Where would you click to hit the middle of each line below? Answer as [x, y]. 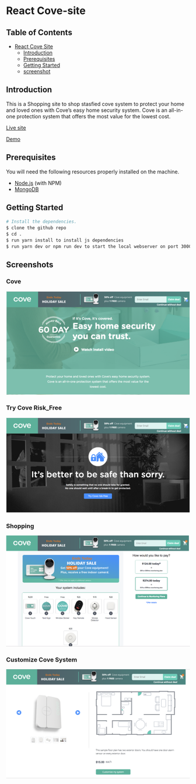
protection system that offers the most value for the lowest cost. [94, 116]
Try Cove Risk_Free [34, 408]
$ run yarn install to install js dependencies [65, 241]
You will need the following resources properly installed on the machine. [93, 172]
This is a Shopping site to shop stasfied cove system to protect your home [95, 104]
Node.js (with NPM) [38, 183]
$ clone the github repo [36, 228]
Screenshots [30, 265]
